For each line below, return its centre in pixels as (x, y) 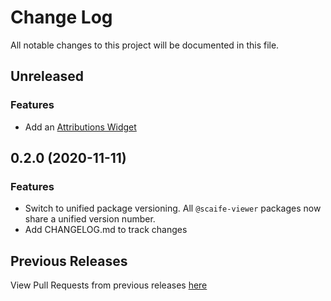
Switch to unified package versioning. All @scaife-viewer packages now (173, 208)
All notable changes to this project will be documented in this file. (145, 45)
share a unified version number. (90, 219)
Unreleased (47, 76)
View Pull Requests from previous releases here (109, 285)
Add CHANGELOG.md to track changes (106, 230)
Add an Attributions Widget (80, 127)
